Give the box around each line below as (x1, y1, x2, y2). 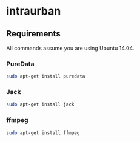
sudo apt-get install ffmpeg (6, 129, 80, 136)
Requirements (6, 29, 61, 39)
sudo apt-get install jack (6, 101, 75, 107)
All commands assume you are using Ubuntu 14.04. (6, 44, 135, 52)
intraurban (6, 4, 61, 18)
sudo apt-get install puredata (6, 73, 85, 79)
